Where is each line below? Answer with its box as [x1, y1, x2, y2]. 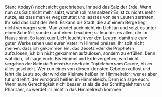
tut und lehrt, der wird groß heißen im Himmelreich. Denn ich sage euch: [5, 76, 149, 82]
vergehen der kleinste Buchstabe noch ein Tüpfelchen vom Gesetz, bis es [5, 61, 153, 66]
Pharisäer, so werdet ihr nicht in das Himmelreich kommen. [5, 87, 123, 92]
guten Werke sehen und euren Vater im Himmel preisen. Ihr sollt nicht [5, 40, 144, 46]
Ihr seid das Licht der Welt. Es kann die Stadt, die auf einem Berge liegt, [5, 19, 148, 25]
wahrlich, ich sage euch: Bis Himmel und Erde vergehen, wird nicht [5, 56, 139, 61]
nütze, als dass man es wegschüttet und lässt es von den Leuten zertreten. [5, 15, 155, 20]
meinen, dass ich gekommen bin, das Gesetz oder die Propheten [5, 46, 134, 51]
